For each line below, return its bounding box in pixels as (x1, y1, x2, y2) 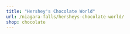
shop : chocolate (6, 19, 46, 25)
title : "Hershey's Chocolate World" (6, 8, 95, 14)
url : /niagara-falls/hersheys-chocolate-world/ (6, 14, 125, 20)
